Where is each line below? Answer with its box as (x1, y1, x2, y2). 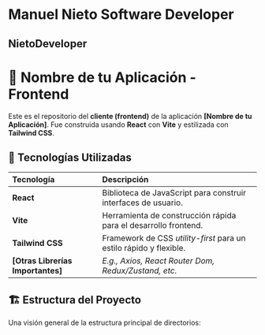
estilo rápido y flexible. (102, 243, 186, 254)
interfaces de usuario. (102, 197, 183, 208)
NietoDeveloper (8, 37, 88, 50)
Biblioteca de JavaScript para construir (102, 188, 247, 199)
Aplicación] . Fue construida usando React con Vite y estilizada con (8, 120, 229, 129)
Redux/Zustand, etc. (102, 266, 177, 277)
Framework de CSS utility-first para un (102, 233, 246, 244)
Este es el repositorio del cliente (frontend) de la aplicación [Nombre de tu (8, 111, 252, 121)
